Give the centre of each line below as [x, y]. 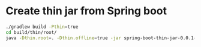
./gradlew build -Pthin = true [42, 27]
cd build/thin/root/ [31, 32]
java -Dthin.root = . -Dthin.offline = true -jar [63, 38]
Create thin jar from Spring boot [86, 11]
